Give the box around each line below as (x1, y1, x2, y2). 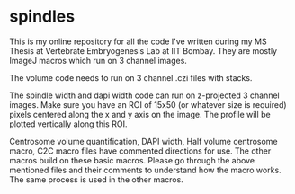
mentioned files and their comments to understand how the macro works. (9, 164, 282, 175)
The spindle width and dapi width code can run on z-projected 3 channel (9, 90, 281, 101)
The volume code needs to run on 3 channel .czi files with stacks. (9, 72, 253, 83)
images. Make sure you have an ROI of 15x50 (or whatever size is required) (9, 99, 287, 110)
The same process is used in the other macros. (9, 173, 184, 185)
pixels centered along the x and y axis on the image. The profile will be (9, 109, 272, 119)
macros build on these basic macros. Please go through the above (9, 154, 255, 165)
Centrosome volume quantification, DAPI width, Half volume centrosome (9, 136, 278, 146)
